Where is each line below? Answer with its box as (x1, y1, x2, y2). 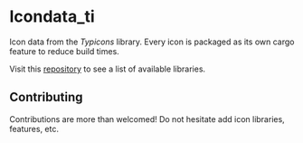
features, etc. (9, 123, 59, 134)
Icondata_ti (9, 6, 95, 27)
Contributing (9, 90, 83, 105)
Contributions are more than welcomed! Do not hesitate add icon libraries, (9, 113, 285, 124)
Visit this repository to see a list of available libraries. (9, 63, 206, 74)
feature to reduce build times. (9, 45, 119, 56)
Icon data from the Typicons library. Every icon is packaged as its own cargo (9, 36, 295, 47)
